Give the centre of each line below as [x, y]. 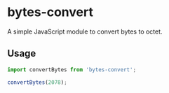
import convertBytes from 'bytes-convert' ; [72, 70]
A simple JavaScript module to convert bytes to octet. [85, 31]
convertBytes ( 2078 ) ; [38, 82]
